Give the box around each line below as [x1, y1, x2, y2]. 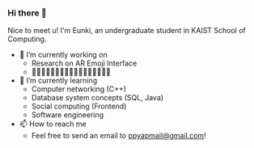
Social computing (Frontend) [31, 101, 127, 112]
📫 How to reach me [19, 119, 87, 129]
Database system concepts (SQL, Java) [31, 93, 163, 103]
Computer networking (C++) [31, 84, 127, 94]
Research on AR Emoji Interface [31, 58, 138, 68]
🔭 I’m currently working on [19, 50, 108, 60]
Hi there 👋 [7, 7, 48, 19]
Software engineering [31, 110, 104, 120]
